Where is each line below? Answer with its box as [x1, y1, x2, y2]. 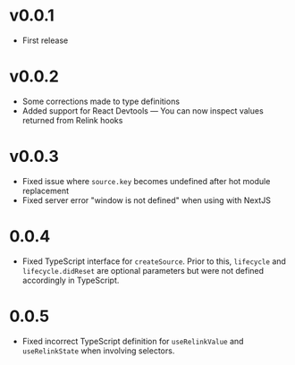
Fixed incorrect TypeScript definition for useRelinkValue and [21, 335, 244, 346]
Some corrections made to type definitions [21, 96, 181, 106]
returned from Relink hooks [21, 115, 123, 125]
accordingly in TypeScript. [21, 275, 120, 285]
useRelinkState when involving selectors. [21, 345, 175, 356]
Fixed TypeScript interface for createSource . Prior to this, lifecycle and [21, 256, 286, 267]
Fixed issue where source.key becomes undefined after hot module [21, 175, 271, 186]
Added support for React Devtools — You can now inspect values [21, 105, 264, 116]
